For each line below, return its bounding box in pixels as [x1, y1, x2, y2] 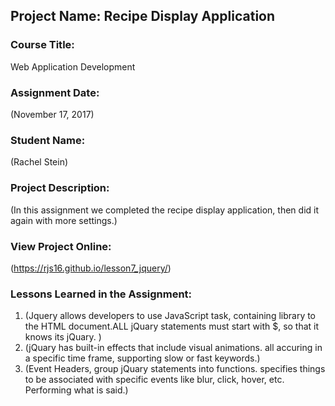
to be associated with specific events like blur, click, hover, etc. [24, 374, 285, 386]
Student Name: [10, 133, 86, 147]
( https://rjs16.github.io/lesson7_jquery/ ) [10, 262, 172, 274]
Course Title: [10, 38, 75, 52]
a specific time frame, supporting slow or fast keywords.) [24, 352, 261, 364]
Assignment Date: [10, 85, 100, 99]
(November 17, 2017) [10, 108, 95, 120]
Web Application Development [10, 60, 136, 73]
